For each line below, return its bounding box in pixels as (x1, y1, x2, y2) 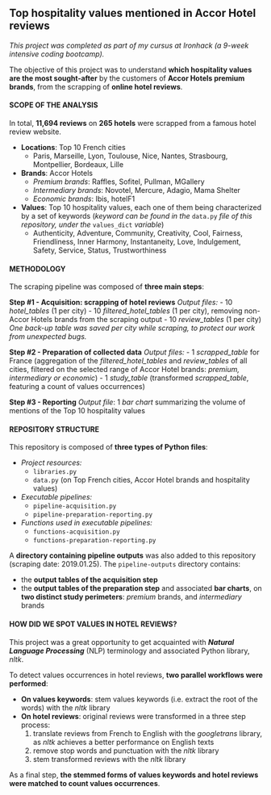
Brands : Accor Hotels (20, 169, 94, 178)
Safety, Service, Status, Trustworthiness (32, 245, 167, 255)
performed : (9, 678, 48, 688)
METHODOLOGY (9, 264, 66, 274)
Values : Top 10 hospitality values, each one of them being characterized (20, 203, 262, 212)
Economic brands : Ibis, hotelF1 (32, 194, 135, 204)
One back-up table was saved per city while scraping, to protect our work (9, 323, 256, 333)
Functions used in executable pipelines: (20, 518, 152, 528)
